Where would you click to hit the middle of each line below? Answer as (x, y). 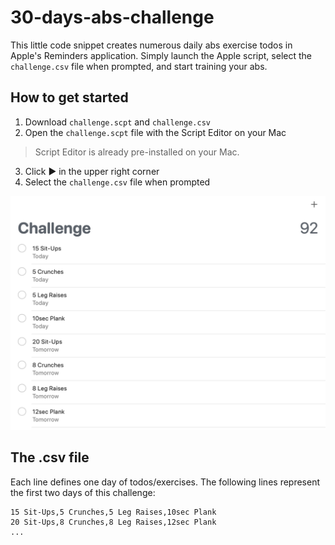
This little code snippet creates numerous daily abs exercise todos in (151, 45)
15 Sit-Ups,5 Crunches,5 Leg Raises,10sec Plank (113, 512)
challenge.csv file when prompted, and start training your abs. (139, 66)
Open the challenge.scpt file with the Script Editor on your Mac (155, 132)
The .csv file (50, 457)
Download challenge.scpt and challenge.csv (117, 122)
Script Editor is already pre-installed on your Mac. (137, 152)
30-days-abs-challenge (112, 17)
